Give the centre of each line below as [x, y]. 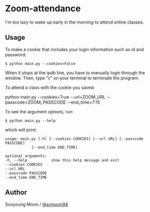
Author [16, 193]
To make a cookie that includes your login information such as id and [75, 49]
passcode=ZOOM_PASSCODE [36, 102]
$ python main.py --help [30, 121]
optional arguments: [26, 156]
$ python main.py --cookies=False [40, 64]
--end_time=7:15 [84, 102]
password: [16, 54]
